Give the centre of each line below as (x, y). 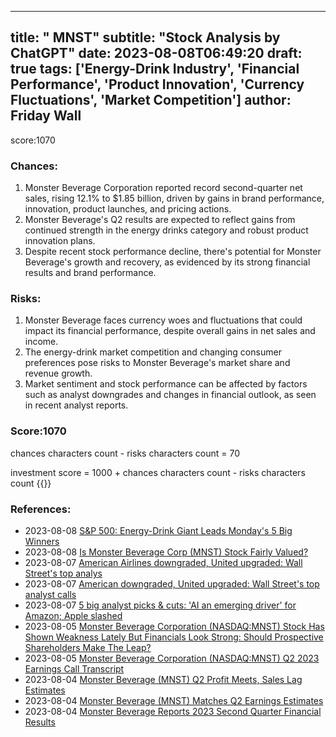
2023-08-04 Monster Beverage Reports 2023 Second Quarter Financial (173, 711)
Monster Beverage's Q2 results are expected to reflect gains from (160, 220)
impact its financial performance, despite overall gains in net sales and (170, 331)
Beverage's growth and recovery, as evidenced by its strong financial (167, 262)
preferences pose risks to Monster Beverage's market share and (157, 363)
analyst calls (50, 594)
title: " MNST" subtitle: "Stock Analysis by (145, 37)
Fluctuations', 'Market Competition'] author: (151, 100)
